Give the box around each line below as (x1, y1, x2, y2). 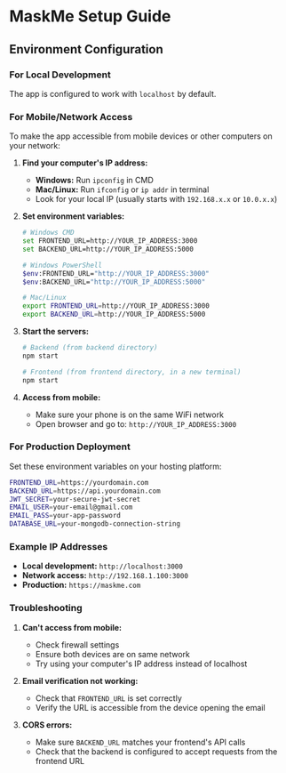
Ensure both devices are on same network (35, 648, 191, 659)
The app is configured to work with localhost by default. (9, 88, 217, 99)
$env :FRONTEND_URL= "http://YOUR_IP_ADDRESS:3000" (21, 269, 211, 278)
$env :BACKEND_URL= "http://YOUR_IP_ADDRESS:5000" (21, 278, 206, 286)
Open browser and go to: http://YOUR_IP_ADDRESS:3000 (35, 418, 237, 429)
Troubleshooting (9, 602, 83, 615)
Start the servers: (21, 326, 90, 337)
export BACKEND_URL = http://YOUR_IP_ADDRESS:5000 (21, 310, 206, 319)
